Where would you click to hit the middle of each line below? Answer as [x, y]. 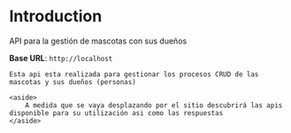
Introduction [56, 16]
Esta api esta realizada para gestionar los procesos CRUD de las [134, 74]
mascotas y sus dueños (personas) [73, 82]
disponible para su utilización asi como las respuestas [116, 113]
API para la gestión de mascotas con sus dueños [98, 41]
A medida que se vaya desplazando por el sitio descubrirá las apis [154, 105]
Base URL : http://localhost [61, 58]
